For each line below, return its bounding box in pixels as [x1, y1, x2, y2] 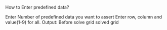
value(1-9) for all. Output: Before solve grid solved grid [5, 19, 119, 25]
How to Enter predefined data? [5, 4, 69, 10]
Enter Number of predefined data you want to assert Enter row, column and [5, 14, 162, 19]
